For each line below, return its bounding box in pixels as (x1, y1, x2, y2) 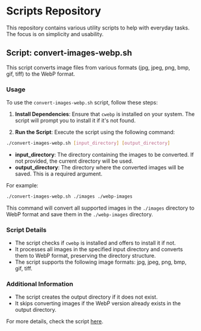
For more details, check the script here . (6, 318, 104, 325)
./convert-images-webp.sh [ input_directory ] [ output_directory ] (6, 140, 170, 147)
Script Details (6, 225, 47, 234)
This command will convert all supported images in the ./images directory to (6, 204, 195, 211)
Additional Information (6, 280, 74, 288)
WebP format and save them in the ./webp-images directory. (6, 210, 153, 217)
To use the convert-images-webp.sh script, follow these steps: (6, 99, 158, 106)
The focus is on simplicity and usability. (6, 30, 104, 37)
